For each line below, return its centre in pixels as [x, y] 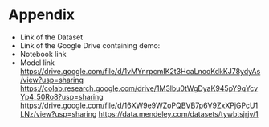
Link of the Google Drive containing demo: [90, 45]
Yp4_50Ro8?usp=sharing [61, 96]
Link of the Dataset [51, 37]
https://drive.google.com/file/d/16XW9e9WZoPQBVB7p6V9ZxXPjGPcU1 [139, 105]
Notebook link [43, 54]
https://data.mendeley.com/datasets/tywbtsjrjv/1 [178, 113]
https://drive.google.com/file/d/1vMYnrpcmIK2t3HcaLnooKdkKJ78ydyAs [140, 71]
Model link [37, 63]
